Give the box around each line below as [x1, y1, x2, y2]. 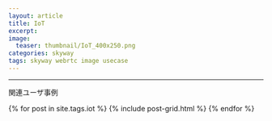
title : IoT [8, 19, 45, 27]
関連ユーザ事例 [8, 87, 58, 97]
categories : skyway [8, 49, 74, 57]
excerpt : [8, 27, 38, 35]
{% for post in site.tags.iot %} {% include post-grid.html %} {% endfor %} [8, 103, 255, 113]
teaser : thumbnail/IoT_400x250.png [15, 42, 136, 50]
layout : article [8, 11, 63, 20]
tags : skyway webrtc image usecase [8, 57, 129, 65]
